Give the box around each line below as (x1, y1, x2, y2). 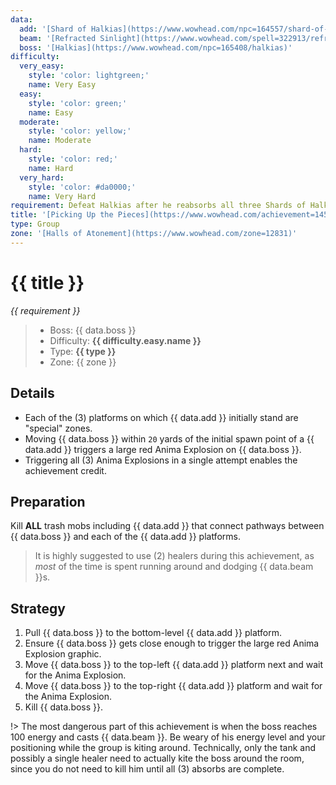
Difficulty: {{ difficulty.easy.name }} (49, 334, 202, 346)
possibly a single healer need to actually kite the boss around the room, (10, 752, 305, 765)
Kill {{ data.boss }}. (24, 701, 104, 713)
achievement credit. (24, 464, 107, 476)
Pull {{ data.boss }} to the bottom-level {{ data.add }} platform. (24, 627, 283, 639)
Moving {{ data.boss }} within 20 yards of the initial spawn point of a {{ (24, 432, 315, 445)
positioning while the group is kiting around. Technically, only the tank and (10, 742, 317, 754)
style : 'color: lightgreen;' (28, 71, 150, 81)
